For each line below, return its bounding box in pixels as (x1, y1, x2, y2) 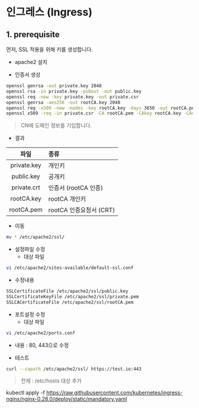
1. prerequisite (6, 29, 60, 39)
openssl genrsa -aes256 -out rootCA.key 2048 (6, 99, 120, 106)
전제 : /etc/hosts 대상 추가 (20, 377, 82, 384)
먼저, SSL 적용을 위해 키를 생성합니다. (6, 46, 93, 53)
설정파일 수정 (14, 246, 46, 253)
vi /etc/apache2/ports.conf (6, 330, 76, 336)
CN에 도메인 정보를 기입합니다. (20, 122, 92, 129)
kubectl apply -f (6, 389, 46, 396)
